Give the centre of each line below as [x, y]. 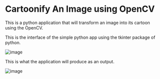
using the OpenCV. [24, 27]
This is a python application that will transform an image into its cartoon [78, 23]
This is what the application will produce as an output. [60, 61]
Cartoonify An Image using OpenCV [80, 9]
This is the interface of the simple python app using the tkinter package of [80, 37]
